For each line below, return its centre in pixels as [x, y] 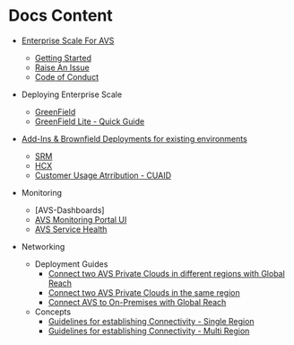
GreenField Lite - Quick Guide [90, 121]
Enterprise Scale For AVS [68, 40]
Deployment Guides [71, 264]
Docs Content [61, 16]
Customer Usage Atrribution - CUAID [103, 175]
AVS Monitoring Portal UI [81, 219]
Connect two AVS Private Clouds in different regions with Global [167, 273]
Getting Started [63, 57]
